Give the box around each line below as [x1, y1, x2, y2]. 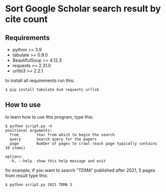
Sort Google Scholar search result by [5, 3, 161, 14]
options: [5, 154, 23, 159]
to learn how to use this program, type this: [5, 114, 94, 120]
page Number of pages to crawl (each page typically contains [9, 141, 157, 146]
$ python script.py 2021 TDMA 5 [5, 182, 72, 187]
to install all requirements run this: [5, 78, 75, 83]
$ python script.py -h [5, 123, 52, 129]
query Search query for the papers [9, 137, 97, 142]
